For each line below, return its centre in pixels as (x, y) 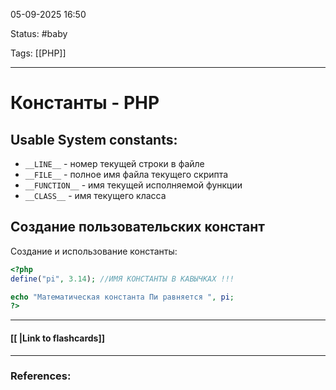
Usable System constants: (94, 139)
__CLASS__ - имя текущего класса (95, 195)
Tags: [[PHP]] (38, 53)
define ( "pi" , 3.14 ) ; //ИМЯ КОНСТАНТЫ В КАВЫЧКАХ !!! (122, 279)
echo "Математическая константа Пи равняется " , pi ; (122, 297)
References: (41, 376)
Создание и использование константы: (94, 251)
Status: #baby (39, 33)
